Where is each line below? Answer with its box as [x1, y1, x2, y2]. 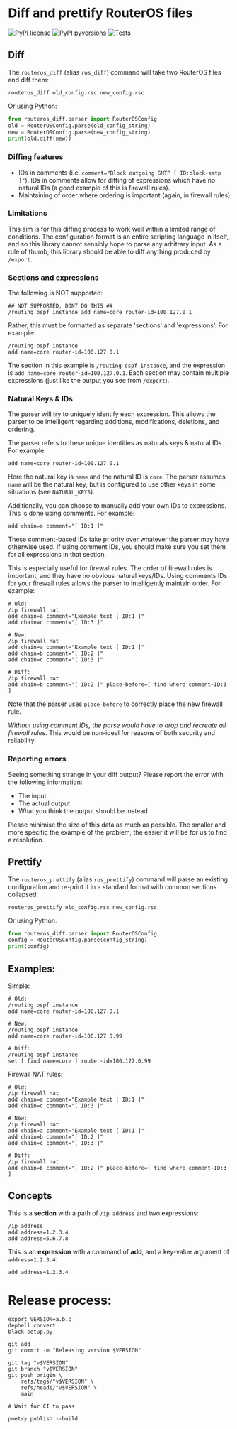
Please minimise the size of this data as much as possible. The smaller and [8, 820, 226, 829]
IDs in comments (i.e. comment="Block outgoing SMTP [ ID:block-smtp [18, 168, 221, 177]
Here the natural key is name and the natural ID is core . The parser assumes [8, 472, 226, 481]
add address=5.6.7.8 [8, 1234, 69, 1242]
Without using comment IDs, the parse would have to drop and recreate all [8, 721, 226, 729]
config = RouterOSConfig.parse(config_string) [8, 936, 148, 944]
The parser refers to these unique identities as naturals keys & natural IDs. [8, 439, 224, 447]
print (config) [8, 943, 50, 950]
